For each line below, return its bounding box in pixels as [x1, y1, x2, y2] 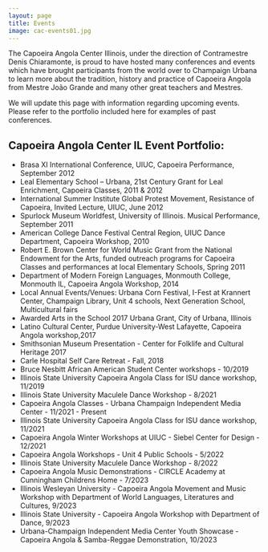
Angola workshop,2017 [19, 331, 96, 340]
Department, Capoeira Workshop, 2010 [19, 237, 150, 246]
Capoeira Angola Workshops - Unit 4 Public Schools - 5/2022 [19, 450, 225, 460]
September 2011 [19, 220, 74, 229]
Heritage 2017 [19, 347, 67, 357]
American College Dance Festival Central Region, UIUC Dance [19, 228, 226, 237]
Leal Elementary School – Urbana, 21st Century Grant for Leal [19, 177, 223, 187]
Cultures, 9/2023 [19, 501, 77, 510]
